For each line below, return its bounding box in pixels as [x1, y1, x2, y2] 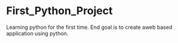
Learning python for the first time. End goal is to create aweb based [6, 24, 173, 31]
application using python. [6, 29, 69, 37]
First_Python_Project [6, 4, 113, 18]
